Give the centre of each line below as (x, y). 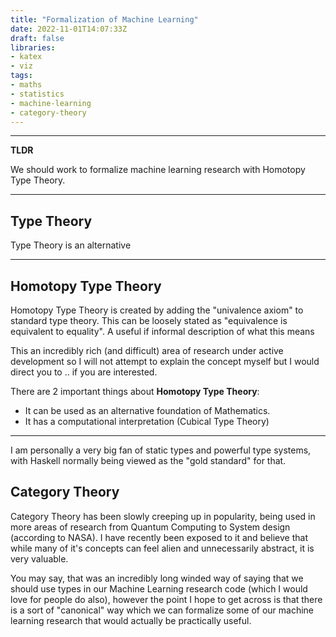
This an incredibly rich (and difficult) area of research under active (147, 350)
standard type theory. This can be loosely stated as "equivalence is (149, 320)
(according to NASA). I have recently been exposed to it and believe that (159, 537)
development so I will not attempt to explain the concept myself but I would (165, 361)
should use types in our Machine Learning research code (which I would (159, 588)
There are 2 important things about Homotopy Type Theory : (135, 391)
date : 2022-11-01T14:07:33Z (69, 29)
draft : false (37, 38)
